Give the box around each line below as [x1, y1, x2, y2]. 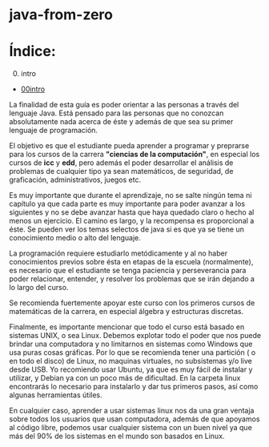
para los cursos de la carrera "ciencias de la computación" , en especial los [9, 150, 260, 159]
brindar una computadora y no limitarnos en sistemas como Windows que [9, 339, 253, 349]
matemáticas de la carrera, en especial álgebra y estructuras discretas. [9, 307, 243, 316]
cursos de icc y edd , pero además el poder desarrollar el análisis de [9, 158, 234, 167]
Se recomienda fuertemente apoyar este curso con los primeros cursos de [9, 298, 255, 308]
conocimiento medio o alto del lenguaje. [9, 233, 141, 243]
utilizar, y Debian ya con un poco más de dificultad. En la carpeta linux [9, 373, 241, 383]
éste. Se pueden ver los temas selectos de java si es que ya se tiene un [9, 224, 245, 234]
